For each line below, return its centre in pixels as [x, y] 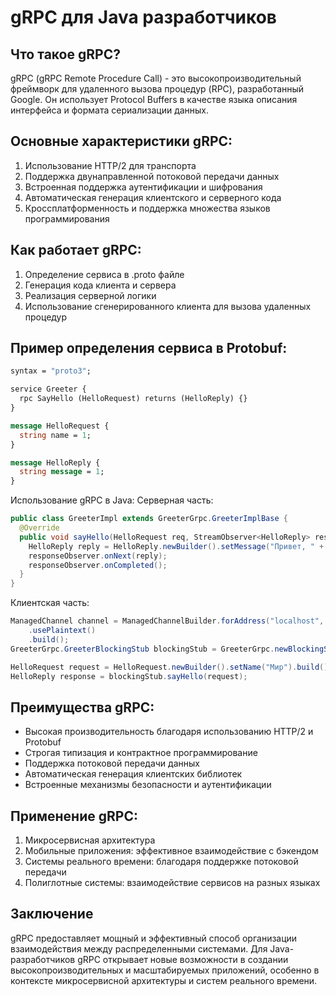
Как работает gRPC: [76, 250]
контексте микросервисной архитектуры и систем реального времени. [164, 980]
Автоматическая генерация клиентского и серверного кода [153, 197]
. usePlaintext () [62, 631]
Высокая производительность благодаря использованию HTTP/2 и [169, 732]
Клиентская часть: [50, 603]
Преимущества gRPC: [82, 707]
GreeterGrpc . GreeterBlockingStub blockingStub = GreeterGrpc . [142, 649]
